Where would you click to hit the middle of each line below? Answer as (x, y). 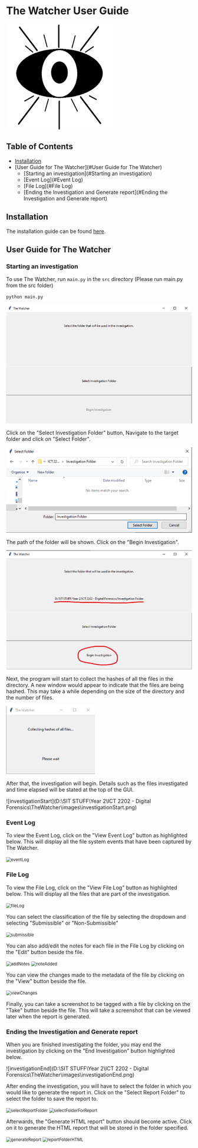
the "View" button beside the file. (47, 981)
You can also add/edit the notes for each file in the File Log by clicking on (95, 946)
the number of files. (30, 698)
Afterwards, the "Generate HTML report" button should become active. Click (99, 1121)
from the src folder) (30, 286)
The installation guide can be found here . (56, 231)
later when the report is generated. (48, 1016)
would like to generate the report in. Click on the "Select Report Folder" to (96, 1092)
